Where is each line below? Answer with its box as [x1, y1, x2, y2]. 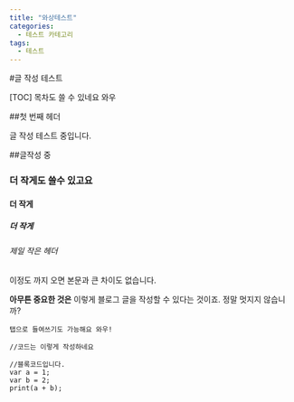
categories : [9, 22, 54, 31]
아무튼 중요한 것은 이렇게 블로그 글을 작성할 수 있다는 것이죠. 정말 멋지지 [9, 294, 262, 305]
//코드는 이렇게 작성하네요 [9, 342, 94, 352]
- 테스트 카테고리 [17, 30, 74, 39]
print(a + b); [9, 384, 63, 393]
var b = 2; [9, 376, 51, 385]
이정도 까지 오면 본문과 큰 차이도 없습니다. [9, 275, 156, 285]
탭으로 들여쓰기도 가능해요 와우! [9, 325, 113, 334]
